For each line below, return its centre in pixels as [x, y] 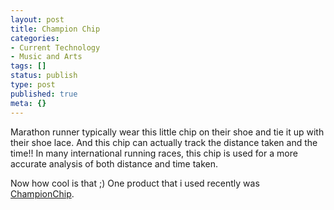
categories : [35, 38]
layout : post [37, 19]
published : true [44, 94]
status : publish [44, 76]
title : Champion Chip [55, 29]
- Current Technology [55, 47]
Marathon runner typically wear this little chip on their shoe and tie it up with [167, 132]
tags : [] [28, 66]
